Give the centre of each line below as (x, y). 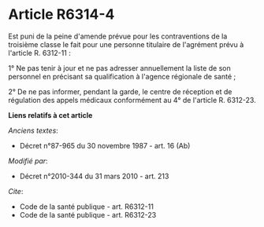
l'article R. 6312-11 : (39, 53)
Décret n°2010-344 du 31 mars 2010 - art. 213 (94, 176)
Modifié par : (28, 161)
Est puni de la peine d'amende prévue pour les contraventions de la (118, 36)
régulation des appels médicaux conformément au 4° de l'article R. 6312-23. (132, 100)
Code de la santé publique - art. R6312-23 (88, 214)
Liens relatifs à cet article (50, 115)
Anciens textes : (33, 130)
